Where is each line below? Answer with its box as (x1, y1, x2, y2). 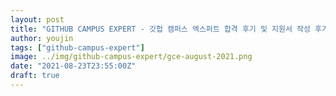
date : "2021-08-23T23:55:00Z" (10, 61, 137, 71)
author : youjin (10, 33, 74, 43)
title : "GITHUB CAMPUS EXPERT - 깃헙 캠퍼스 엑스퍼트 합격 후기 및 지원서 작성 (10, 24, 311, 34)
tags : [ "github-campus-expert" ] (10, 42, 145, 53)
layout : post (10, 14, 65, 25)
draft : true (10, 71, 60, 81)
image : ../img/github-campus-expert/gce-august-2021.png (10, 52, 253, 62)
